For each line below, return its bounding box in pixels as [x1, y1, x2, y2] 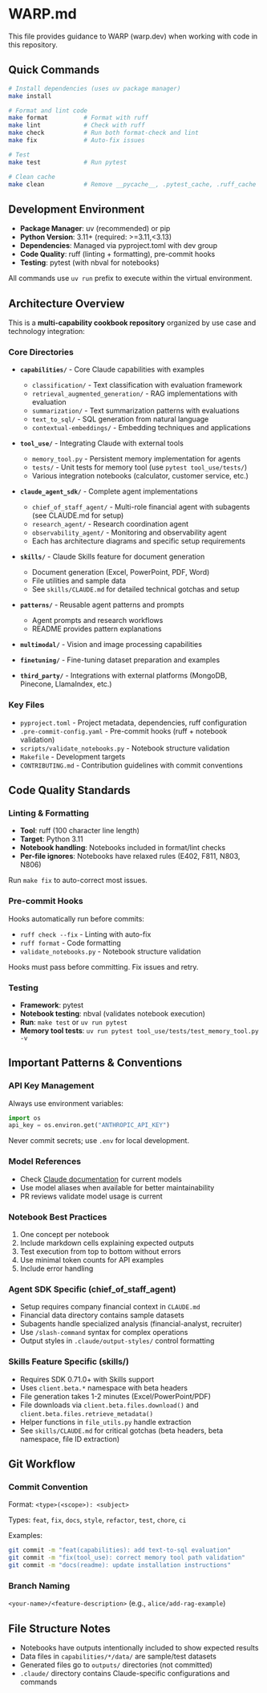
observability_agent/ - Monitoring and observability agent [31, 527, 227, 538]
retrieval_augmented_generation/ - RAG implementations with [31, 389, 238, 398]
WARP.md [8, 5, 78, 23]
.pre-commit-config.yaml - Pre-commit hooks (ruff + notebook [19, 726, 228, 735]
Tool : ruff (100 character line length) [19, 826, 140, 836]
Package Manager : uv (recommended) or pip [19, 224, 171, 234]
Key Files [8, 699, 45, 710]
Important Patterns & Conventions [8, 1056, 183, 1070]
